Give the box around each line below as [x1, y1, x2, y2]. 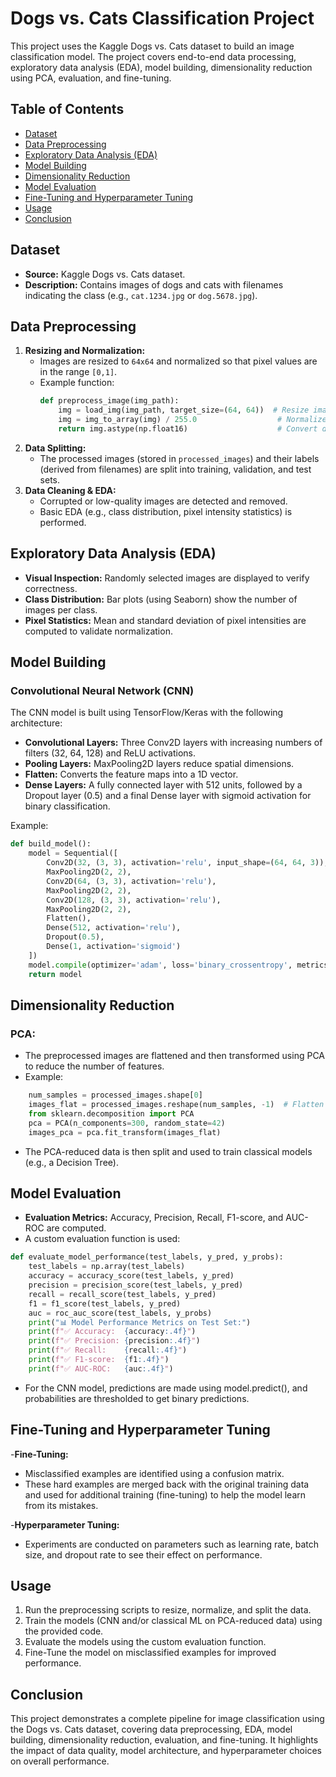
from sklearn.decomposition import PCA [28, 1108, 195, 1119]
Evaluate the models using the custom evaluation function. [24, 1636, 267, 1648]
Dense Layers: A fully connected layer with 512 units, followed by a [24, 779, 303, 791]
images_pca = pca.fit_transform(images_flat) [28, 1127, 222, 1137]
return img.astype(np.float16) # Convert [58, 424, 318, 434]
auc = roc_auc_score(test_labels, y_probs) [28, 1308, 213, 1318]
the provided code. [24, 1625, 104, 1637]
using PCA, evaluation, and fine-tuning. [10, 72, 172, 84]
